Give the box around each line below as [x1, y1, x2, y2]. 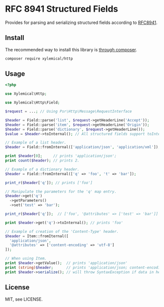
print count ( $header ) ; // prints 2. [5, 158, 80, 163]
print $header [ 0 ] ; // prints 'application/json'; [5, 154, 117, 159]
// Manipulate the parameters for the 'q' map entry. [5, 189, 117, 194]
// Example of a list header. [5, 140, 67, 145]
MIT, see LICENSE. [5, 296, 43, 302]
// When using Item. [5, 256, 47, 261]
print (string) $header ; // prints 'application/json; [5, 265, 128, 270]
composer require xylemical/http [5, 56, 73, 61]
